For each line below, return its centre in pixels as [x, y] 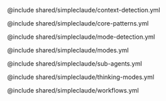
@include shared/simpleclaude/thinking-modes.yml [81, 77]
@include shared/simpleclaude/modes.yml [68, 50]
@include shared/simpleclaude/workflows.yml [73, 90]
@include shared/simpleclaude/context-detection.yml [84, 10]
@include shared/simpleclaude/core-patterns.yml [78, 23]
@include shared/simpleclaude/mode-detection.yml [81, 37]
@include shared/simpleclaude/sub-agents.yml [75, 64]
